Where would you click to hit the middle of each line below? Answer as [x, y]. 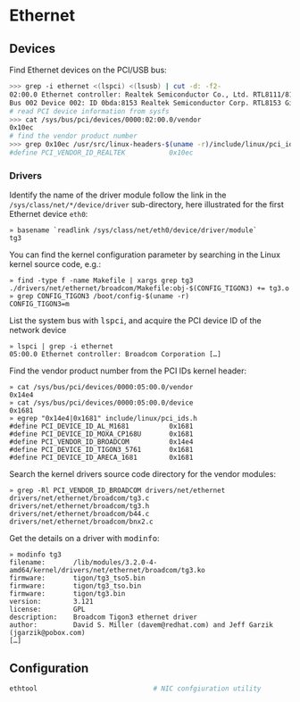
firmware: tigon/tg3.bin [67, 594]
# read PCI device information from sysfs [89, 111]
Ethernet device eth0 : [49, 214]
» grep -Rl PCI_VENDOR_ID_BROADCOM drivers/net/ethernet [117, 491]
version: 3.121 [51, 602]
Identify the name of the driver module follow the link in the [118, 195]
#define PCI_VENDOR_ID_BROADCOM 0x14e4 [101, 442]
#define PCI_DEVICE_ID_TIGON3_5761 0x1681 [101, 450]
